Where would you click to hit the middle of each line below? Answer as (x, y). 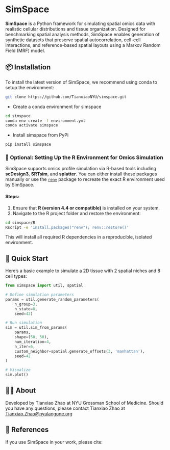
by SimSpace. (20, 185)
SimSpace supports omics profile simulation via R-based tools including (81, 169)
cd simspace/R (20, 223)
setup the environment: (30, 87)
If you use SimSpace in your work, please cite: (54, 442)
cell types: (16, 276)
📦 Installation (28, 67)
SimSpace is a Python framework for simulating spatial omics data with (80, 23)
